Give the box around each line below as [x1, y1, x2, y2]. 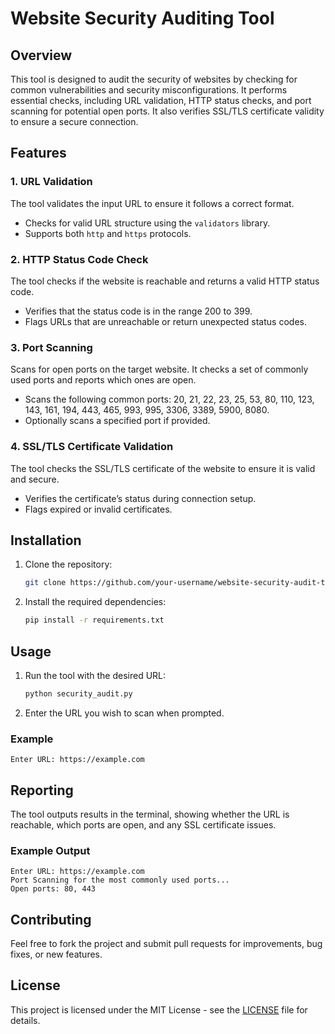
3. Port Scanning [10, 340, 93, 354]
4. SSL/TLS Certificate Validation [10, 440, 174, 454]
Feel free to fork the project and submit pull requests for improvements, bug [10, 938, 323, 950]
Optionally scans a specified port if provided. [24, 415, 211, 427]
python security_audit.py [24, 688, 133, 699]
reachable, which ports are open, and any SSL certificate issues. [10, 818, 277, 831]
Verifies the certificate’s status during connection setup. [24, 492, 257, 504]
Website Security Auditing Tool [10, 7, 275, 30]
